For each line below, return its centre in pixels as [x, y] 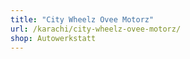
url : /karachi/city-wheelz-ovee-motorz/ [96, 29]
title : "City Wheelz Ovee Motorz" [82, 19]
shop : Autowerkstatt [53, 38]
